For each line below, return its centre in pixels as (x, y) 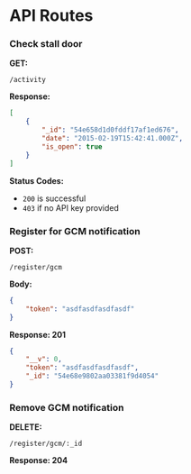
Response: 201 (37, 334)
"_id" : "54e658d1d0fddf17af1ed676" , (110, 130)
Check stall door (46, 44)
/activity (28, 80)
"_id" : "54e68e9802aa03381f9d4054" (92, 376)
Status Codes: (37, 180)
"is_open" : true (72, 146)
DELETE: (26, 427)
